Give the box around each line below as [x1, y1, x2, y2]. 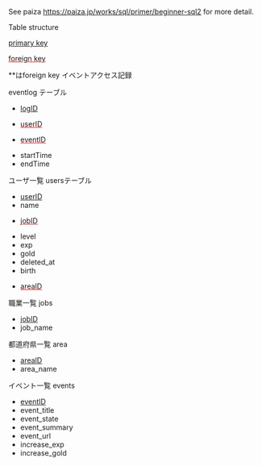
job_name [19, 322, 53, 332]
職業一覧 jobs [8, 298, 53, 307]
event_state [19, 414, 59, 423]
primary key [8, 38, 48, 48]
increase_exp [19, 439, 64, 449]
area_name [19, 364, 58, 373]
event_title [19, 406, 55, 414]
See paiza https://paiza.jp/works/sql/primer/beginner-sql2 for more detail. [8, 7, 254, 16]
